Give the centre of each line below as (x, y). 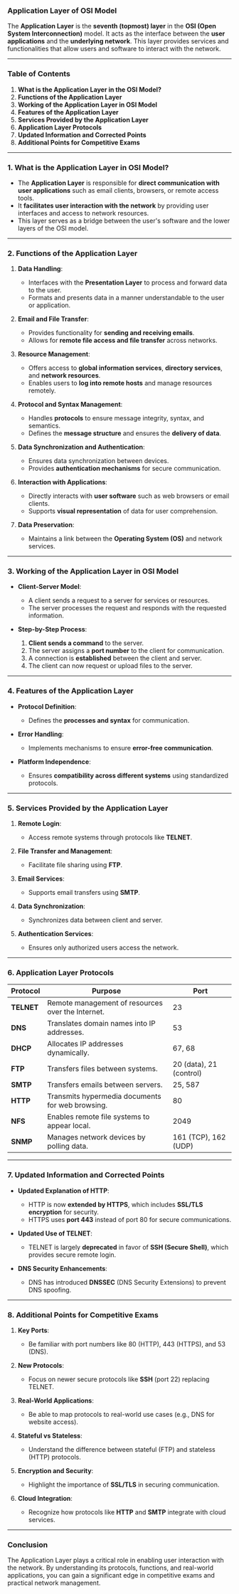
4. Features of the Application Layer (70, 691)
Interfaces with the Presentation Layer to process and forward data (128, 282)
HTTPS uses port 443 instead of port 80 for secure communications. (130, 1219)
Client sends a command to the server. (86, 643)
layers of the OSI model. (53, 228)
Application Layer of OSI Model (62, 11)
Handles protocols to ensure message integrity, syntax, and (116, 418)
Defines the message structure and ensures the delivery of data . (125, 433)
